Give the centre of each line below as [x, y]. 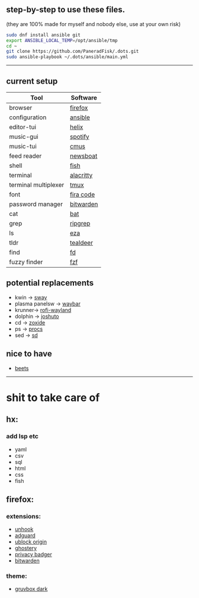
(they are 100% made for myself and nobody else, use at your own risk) [94, 24]
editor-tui [23, 127]
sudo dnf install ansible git [44, 35]
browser [21, 108]
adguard [25, 536]
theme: [17, 576]
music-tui [23, 146]
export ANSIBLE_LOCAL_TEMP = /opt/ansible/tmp [62, 40]
